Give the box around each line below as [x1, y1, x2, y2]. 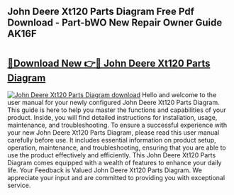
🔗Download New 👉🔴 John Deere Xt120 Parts [7, 57, 211, 69]
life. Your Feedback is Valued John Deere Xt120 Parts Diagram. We [7, 166, 202, 174]
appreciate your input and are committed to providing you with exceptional [7, 174, 225, 182]
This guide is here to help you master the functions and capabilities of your [7, 106, 227, 114]
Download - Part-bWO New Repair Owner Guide [7, 17, 223, 29]
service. [7, 181, 31, 189]
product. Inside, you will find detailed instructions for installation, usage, [7, 113, 218, 121]
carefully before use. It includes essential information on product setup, [7, 136, 216, 144]
